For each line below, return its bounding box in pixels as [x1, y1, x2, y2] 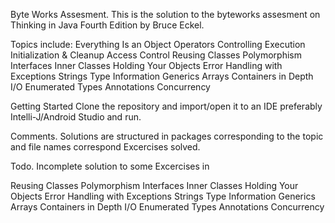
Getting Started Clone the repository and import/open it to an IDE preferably [10, 100, 323, 112]
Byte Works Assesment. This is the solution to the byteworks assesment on [10, 9, 321, 20]
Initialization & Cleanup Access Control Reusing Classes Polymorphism [10, 49, 302, 61]
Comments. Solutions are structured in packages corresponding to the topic [10, 130, 324, 142]
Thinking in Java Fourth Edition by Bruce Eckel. [10, 19, 205, 31]
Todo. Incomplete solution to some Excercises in [10, 160, 210, 172]
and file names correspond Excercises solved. [10, 141, 201, 153]
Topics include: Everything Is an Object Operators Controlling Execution [10, 39, 306, 50]
